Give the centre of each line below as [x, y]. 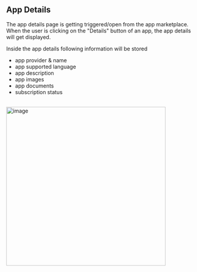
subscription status [39, 92]
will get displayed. [29, 37]
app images [29, 79]
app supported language [45, 67]
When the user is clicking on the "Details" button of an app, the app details [98, 31]
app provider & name [41, 60]
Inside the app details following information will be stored [77, 49]
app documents [34, 86]
